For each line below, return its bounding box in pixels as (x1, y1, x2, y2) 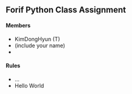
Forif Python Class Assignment (5, 5, 126, 15)
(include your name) (14, 42, 65, 49)
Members (5, 21, 31, 29)
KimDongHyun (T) (14, 35, 60, 42)
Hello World (14, 82, 44, 89)
